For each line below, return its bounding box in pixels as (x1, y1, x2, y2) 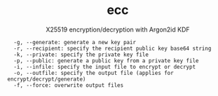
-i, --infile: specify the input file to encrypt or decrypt (13, 63, 196, 70)
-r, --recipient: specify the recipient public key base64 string (13, 45, 212, 52)
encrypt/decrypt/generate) (7, 76, 86, 83)
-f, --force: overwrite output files (13, 81, 124, 89)
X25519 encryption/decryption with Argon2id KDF (45, 25, 191, 34)
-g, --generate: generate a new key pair (13, 39, 137, 46)
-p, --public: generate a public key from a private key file (13, 57, 199, 64)
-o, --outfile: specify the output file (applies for (13, 69, 174, 76)
